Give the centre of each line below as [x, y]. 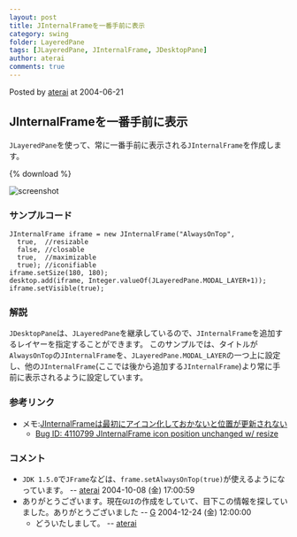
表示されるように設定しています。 [86, 378]
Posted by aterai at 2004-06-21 [66, 92]
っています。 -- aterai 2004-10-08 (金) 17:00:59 [108, 490]
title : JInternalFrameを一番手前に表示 [77, 26]
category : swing [39, 34]
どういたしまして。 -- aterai [86, 523]
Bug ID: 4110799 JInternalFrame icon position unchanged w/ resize [156, 433]
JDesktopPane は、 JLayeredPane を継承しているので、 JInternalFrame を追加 [142, 334]
